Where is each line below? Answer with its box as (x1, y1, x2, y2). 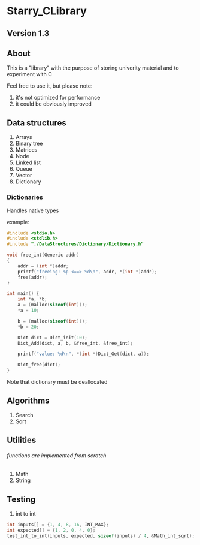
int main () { (7, 291, 40, 297)
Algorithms (7, 396, 50, 406)
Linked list (15, 159, 41, 166)
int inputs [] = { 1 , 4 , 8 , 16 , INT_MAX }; (7, 522, 110, 528)
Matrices (15, 146, 38, 153)
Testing (7, 494, 36, 504)
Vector (15, 172, 32, 179)
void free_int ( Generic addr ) (7, 252, 80, 258)
